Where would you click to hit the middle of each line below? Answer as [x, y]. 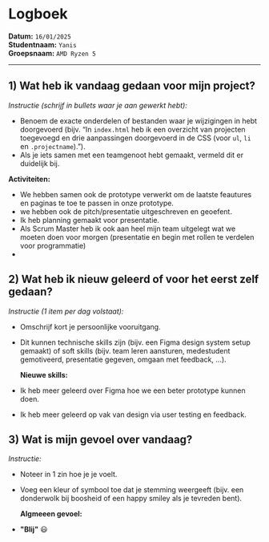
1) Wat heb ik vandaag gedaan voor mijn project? [132, 86]
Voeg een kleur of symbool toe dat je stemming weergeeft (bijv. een [132, 490]
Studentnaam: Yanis [43, 44]
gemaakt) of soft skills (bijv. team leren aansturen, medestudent [125, 350]
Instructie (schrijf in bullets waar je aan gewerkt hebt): [98, 105]
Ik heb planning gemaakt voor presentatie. [90, 220]
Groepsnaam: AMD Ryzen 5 [52, 53]
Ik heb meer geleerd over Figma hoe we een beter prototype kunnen [132, 390]
